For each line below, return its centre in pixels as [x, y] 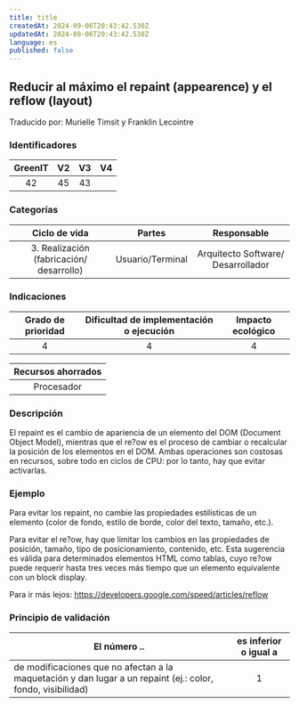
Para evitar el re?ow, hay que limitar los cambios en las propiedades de [139, 540]
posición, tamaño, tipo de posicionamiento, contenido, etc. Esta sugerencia [147, 549]
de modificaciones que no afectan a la [93, 667]
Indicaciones [38, 297]
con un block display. [48, 577]
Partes [152, 232]
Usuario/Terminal [152, 259]
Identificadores [43, 145]
